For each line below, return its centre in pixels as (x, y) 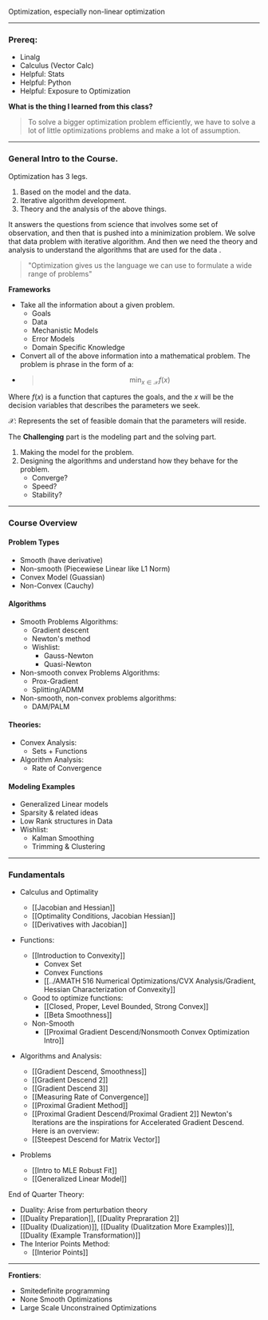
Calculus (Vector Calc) (57, 66)
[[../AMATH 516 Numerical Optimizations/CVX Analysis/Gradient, (150, 981)
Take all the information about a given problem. (97, 305)
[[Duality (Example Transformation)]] (80, 1235)
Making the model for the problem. (77, 453)
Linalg (30, 57)
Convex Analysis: (48, 742)
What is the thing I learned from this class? (81, 106)
